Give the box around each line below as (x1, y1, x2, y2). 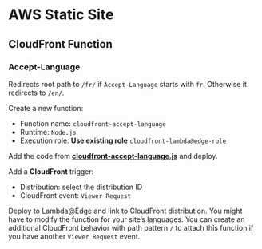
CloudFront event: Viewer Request (19, 190, 132, 200)
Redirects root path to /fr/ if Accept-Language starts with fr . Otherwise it (8, 79, 248, 89)
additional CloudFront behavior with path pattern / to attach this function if (8, 223, 254, 232)
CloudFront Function (8, 38, 113, 51)
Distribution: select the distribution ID (19, 182, 143, 192)
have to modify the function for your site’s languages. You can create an (8, 214, 245, 224)
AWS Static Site (8, 6, 114, 24)
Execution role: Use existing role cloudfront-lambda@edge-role (19, 136, 227, 145)
